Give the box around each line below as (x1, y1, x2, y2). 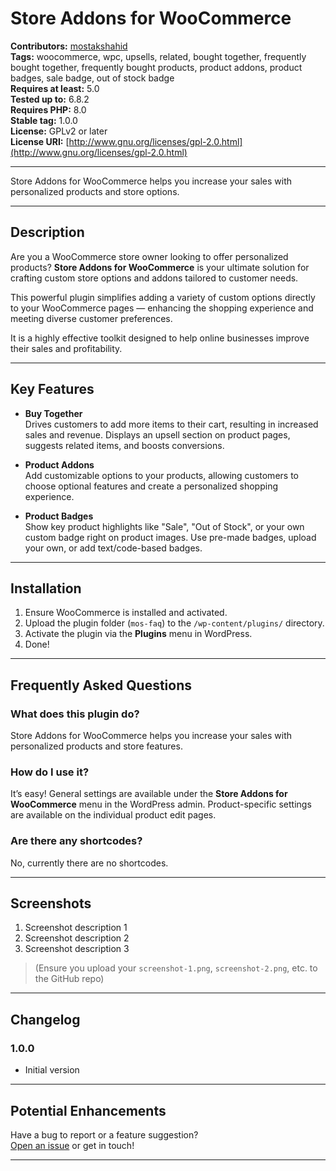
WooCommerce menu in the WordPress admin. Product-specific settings (10, 798, 312, 811)
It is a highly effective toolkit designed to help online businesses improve (10, 332, 310, 344)
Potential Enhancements (10, 1102, 167, 1119)
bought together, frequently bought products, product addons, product (10, 61, 303, 73)
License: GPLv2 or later (10, 125, 108, 137)
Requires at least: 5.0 (10, 82, 100, 94)
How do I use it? (10, 765, 90, 779)
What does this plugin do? (10, 707, 140, 721)
